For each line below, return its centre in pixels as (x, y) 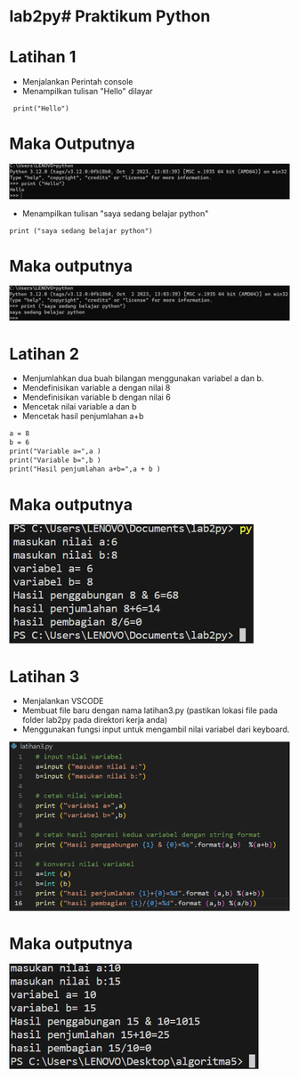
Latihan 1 (43, 57)
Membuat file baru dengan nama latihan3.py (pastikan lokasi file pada (150, 710)
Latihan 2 (44, 354)
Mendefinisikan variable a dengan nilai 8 (96, 388)
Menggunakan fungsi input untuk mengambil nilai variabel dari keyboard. (156, 729)
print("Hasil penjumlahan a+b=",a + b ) (85, 469)
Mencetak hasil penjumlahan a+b (83, 417)
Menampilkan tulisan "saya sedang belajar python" (115, 213)
